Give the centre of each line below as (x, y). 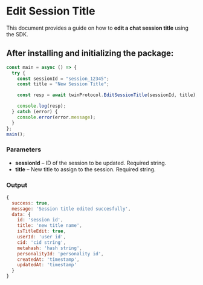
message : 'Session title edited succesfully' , (71, 209)
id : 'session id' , (40, 220)
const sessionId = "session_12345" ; (63, 79)
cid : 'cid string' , (42, 242)
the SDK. (17, 34)
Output (17, 185)
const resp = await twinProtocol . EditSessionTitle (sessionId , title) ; (108, 95)
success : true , (31, 203)
